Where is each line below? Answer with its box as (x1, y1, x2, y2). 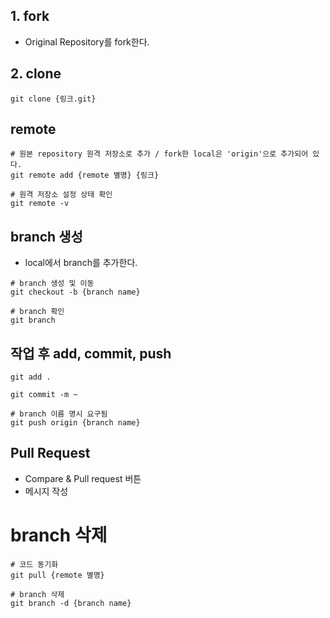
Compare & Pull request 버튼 (24, 472, 142, 484)
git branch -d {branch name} (10, 598, 132, 608)
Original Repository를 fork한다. (24, 35, 150, 48)
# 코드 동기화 (10, 559, 59, 569)
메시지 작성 (24, 485, 69, 497)
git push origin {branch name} (10, 418, 141, 428)
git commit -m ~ (10, 390, 78, 400)
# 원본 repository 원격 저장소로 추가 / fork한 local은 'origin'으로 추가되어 (10, 149, 309, 159)
